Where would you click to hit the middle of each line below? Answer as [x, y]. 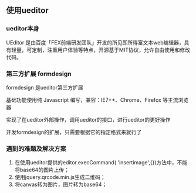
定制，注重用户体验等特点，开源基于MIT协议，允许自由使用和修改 [111, 50]
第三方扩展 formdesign [39, 74]
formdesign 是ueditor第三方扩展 [45, 87]
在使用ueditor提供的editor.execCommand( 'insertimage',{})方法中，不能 [101, 163]
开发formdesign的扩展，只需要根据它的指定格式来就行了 [74, 132]
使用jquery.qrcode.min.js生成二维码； [60, 177]
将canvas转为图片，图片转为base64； [61, 185]
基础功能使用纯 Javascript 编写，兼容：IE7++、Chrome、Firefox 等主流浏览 [97, 100]
